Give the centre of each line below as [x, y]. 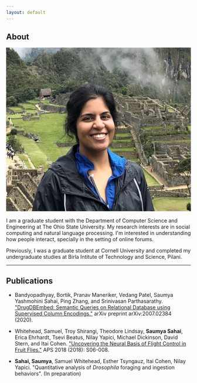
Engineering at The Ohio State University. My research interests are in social [98, 227]
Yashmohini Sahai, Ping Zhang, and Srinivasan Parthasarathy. [89, 301]
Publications [30, 281]
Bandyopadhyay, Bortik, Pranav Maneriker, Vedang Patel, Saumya [94, 295]
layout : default [26, 12]
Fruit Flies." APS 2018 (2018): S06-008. [62, 350]
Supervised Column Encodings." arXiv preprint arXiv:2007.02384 [93, 314]
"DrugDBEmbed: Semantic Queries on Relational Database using [92, 307]
